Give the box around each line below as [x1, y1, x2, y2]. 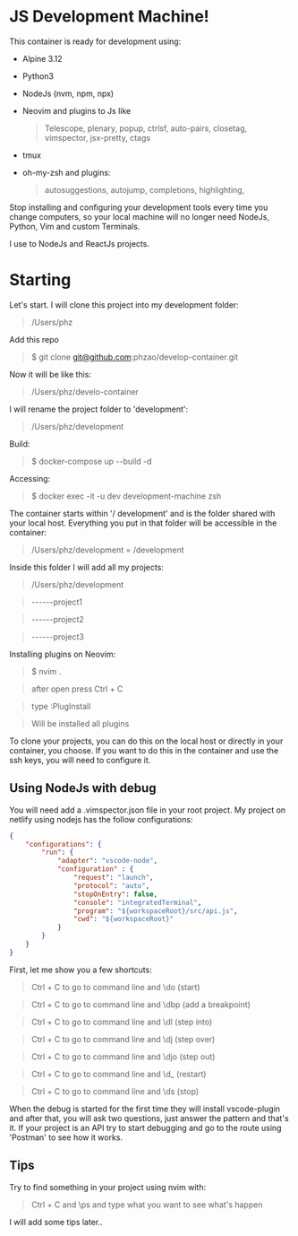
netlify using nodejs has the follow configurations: [9, 814, 193, 824]
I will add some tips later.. [9, 1216, 103, 1227]
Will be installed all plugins [30, 718, 130, 728]
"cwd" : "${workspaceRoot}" [72, 915, 175, 924]
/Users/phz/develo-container [30, 386, 139, 396]
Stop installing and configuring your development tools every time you [9, 202, 268, 213]
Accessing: [9, 473, 51, 483]
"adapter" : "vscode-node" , [56, 857, 158, 866]
